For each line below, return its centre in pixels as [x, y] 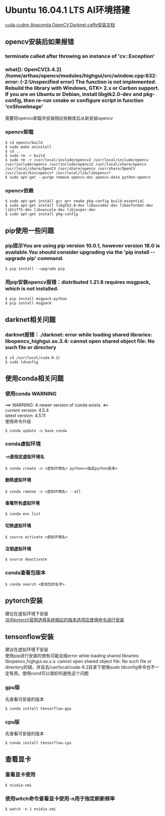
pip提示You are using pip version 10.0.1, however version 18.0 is [82, 246]
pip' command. [45, 259]
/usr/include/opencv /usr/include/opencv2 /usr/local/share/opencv [76, 164]
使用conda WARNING [31, 394]
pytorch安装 [24, 601]
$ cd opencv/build [24, 142]
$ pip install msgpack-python [36, 299]
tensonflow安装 [30, 637]
